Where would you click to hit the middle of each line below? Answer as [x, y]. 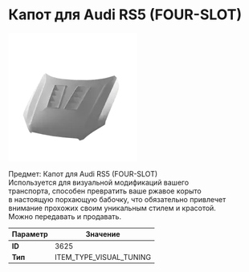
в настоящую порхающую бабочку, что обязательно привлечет [117, 199]
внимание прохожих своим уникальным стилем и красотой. [112, 208]
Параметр [30, 234]
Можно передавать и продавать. [65, 216]
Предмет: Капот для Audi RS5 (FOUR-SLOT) [83, 173]
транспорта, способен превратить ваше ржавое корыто [105, 191]
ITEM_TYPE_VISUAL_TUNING [103, 257]
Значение [103, 234]
